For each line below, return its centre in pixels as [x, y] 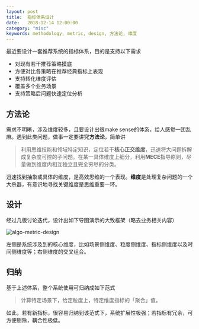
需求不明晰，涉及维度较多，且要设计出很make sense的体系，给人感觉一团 [96, 129]
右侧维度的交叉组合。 [63, 251]
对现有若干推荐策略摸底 [43, 64]
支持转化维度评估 [36, 79]
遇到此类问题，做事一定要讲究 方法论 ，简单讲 [71, 136]
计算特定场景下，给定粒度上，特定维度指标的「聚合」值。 [91, 300]
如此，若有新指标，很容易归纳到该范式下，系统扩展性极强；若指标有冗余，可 [99, 312]
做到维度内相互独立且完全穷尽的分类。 [73, 164]
